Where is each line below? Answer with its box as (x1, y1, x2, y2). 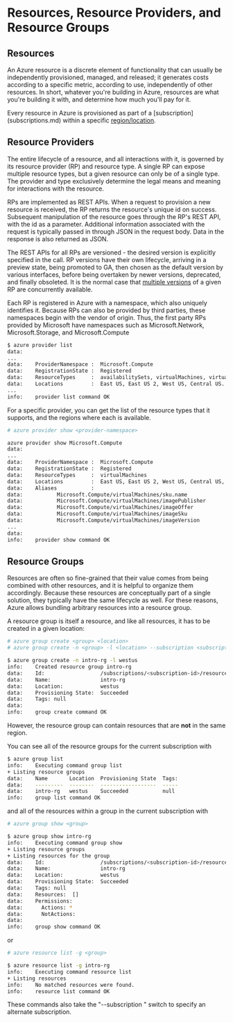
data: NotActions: (7, 910, 76, 917)
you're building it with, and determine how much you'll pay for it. (7, 95, 191, 104)
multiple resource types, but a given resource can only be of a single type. (7, 169, 220, 178)
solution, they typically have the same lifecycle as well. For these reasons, (7, 596, 218, 604)
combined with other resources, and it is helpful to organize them (7, 581, 194, 590)
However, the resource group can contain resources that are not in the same (7, 721, 226, 730)
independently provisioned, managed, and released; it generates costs (7, 73, 209, 81)
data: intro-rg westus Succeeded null (7, 788, 175, 795)
